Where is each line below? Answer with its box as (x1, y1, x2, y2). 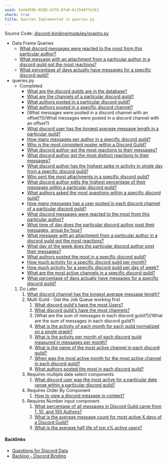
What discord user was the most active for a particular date (34, 377, 157, 383)
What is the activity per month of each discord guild (34, 334, 142, 340)
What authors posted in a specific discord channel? (27, 104, 133, 111)
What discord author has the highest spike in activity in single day (27, 163, 163, 169)
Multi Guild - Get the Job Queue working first (27, 297, 120, 303)
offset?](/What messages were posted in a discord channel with (27, 115, 159, 121)
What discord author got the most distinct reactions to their (27, 152, 149, 158)
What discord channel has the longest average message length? (27, 291, 160, 297)
